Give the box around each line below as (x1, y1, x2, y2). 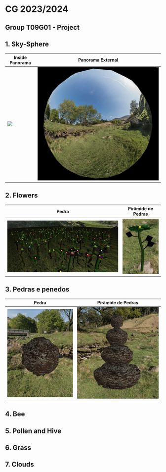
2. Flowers (5, 191, 38, 200)
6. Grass (5, 444, 32, 452)
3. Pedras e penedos (5, 285, 70, 294)
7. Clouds (5, 460, 35, 469)
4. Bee (5, 410, 25, 419)
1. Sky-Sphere (5, 40, 49, 48)
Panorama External (78, 57, 119, 63)
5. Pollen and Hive (5, 426, 62, 435)
